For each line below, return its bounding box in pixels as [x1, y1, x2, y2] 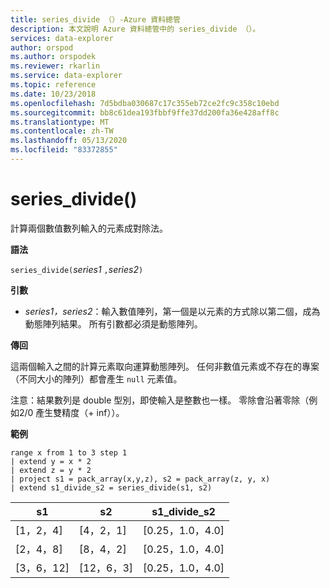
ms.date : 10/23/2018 [10, 89, 97, 99]
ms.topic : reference [10, 80, 97, 90]
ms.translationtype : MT [10, 117, 110, 127]
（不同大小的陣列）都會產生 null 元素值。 [10, 372, 183, 385]
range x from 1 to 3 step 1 [10, 447, 128, 458]
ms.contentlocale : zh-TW [10, 126, 114, 136]
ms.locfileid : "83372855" [10, 145, 118, 155]
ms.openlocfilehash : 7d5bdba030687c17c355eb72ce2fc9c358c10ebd [10, 98, 280, 108]
